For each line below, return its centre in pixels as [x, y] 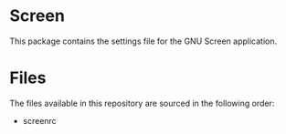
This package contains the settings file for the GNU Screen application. [143, 41]
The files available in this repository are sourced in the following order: [142, 103]
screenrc [39, 120]
